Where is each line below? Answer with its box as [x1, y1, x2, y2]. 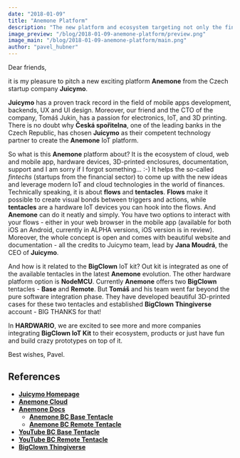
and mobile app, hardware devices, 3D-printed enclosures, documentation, [8, 157, 229, 166]
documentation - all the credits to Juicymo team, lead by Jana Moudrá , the [8, 241, 229, 249]
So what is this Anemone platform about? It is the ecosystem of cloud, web [8, 150, 229, 158]
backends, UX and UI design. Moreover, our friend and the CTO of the [8, 106, 214, 114]
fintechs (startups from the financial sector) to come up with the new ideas [8, 172, 228, 181]
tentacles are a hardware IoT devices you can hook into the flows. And [8, 203, 216, 211]
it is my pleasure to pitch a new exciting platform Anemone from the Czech [8, 77, 229, 85]
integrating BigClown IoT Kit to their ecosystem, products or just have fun [8, 329, 225, 337]
